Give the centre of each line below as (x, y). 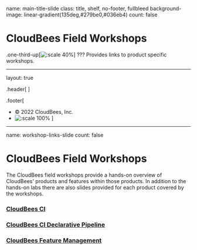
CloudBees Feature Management (54, 240)
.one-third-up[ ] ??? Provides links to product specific (86, 55)
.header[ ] (18, 89)
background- (166, 9)
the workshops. (25, 194)
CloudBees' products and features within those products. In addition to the (96, 181)
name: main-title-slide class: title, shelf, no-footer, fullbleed (77, 9)
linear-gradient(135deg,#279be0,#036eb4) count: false (91, 15)
